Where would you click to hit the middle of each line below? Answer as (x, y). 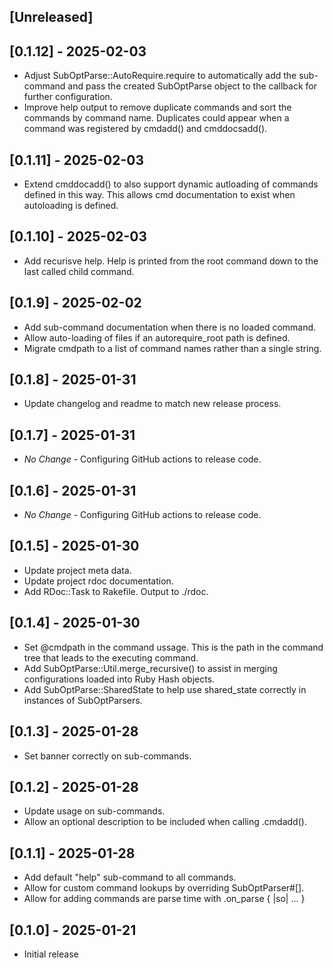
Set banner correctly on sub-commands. (107, 756)
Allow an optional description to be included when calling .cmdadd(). (165, 822)
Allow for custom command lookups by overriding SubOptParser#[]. (164, 888)
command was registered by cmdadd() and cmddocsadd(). (145, 129)
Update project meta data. (77, 570)
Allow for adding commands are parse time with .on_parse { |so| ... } (164, 899)
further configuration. (68, 97)
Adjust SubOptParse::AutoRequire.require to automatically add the (160, 76)
